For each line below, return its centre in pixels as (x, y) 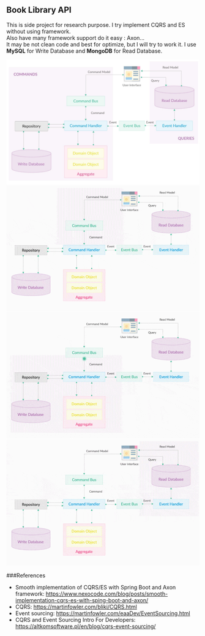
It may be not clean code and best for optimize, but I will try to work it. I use (102, 44)
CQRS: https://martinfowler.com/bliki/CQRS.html (76, 607)
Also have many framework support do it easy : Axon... (76, 38)
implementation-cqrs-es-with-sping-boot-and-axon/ (82, 600)
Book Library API (39, 10)
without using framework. (39, 31)
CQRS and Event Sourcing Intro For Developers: (75, 619)
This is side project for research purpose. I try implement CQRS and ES (96, 24)
